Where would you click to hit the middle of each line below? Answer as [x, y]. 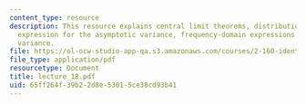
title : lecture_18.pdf [52, 77]
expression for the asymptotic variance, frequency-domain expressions [157, 34]
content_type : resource [55, 18]
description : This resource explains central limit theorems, [130, 26]
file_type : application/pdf [63, 60]
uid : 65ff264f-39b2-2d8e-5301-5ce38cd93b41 [93, 85]
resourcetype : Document [55, 69]
